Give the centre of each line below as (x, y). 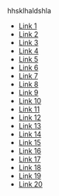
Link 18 (30, 167)
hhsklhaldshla (29, 11)
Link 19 (30, 176)
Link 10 (30, 101)
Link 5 (28, 59)
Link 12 (30, 118)
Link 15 (29, 142)
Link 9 (28, 93)
